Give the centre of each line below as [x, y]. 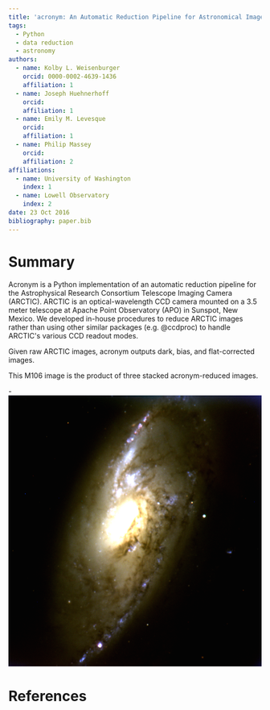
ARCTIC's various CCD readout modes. [74, 335]
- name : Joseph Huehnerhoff [63, 93]
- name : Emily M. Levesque [61, 119]
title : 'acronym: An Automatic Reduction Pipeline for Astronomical [125, 17]
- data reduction [45, 43]
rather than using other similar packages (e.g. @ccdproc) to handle [119, 327]
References [47, 696]
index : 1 [37, 187]
